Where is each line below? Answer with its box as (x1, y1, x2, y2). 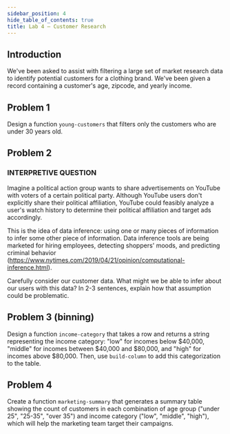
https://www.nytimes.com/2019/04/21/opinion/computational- (9, 256, 185, 264)
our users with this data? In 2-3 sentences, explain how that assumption (7, 284, 211, 292)
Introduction (7, 48, 62, 60)
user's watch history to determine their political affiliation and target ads (7, 205, 211, 214)
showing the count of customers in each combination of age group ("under (7, 405, 220, 413)
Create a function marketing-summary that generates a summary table (7, 397, 202, 406)
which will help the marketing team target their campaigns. (7, 419, 174, 428)
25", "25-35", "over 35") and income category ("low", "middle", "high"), (7, 412, 209, 420)
